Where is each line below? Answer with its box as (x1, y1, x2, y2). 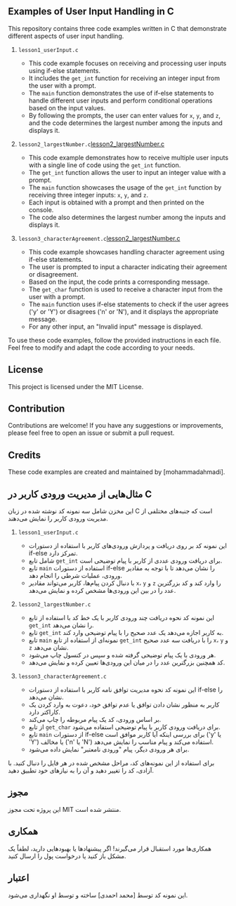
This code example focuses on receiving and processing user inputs (28, 59, 227, 67)
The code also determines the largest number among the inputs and (28, 213, 226, 221)
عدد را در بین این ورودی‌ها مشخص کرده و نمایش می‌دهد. (28, 586, 176, 595)
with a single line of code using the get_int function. (28, 161, 181, 169)
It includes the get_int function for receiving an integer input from (28, 74, 221, 82)
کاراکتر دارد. (28, 708, 60, 716)
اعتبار (8, 872, 29, 884)
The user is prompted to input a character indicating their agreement (28, 263, 228, 271)
